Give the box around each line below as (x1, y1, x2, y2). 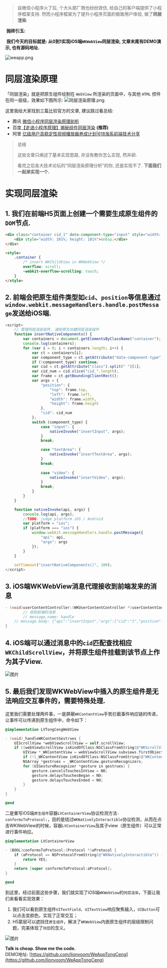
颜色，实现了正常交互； (29, 912, 78, 918)
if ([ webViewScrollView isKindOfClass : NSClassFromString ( (14, 745, 137, 751)
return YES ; (23, 857, 48, 862)
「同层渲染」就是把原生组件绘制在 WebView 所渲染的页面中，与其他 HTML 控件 (5, 91, 161, 97)
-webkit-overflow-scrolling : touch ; (23, 269, 99, 274)
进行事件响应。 (5, 829, 36, 835)
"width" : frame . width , (49, 397, 97, 402)
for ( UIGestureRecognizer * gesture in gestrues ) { (23, 763, 130, 768)
